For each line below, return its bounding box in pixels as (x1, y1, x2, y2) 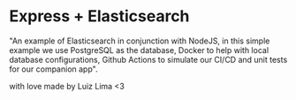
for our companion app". (9, 64, 98, 74)
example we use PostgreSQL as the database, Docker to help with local (9, 44, 269, 55)
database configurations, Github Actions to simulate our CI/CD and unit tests (9, 54, 288, 65)
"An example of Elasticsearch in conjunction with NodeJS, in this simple (9, 35, 270, 46)
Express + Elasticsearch (9, 6, 190, 27)
